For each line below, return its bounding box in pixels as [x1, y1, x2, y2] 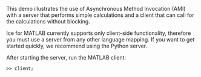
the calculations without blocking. [6, 18, 91, 25]
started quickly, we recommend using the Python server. [6, 42, 147, 49]
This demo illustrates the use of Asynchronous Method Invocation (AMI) [6, 5, 186, 12]
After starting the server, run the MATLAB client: [6, 54, 126, 61]
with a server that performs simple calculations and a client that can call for [6, 11, 194, 19]
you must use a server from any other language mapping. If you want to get [6, 36, 195, 43]
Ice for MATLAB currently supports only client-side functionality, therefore [6, 29, 191, 37]
